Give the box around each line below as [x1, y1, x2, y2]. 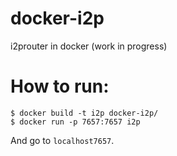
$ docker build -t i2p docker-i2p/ [10, 108, 159, 118]
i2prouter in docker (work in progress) [10, 40, 168, 52]
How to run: [10, 75, 110, 98]
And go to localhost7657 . [10, 134, 115, 146]
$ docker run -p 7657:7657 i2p [10, 117, 141, 127]
